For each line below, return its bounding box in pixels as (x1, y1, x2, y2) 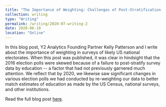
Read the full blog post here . (5, 96, 64, 102)
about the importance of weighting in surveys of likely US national (5, 49, 140, 55)
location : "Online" (5, 30, 46, 35)
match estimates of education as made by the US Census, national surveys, (5, 81, 160, 87)
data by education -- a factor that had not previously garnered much (5, 65, 146, 71)
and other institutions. (5, 87, 50, 92)
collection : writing (5, 12, 48, 17)
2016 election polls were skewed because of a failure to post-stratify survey (5, 60, 161, 66)
